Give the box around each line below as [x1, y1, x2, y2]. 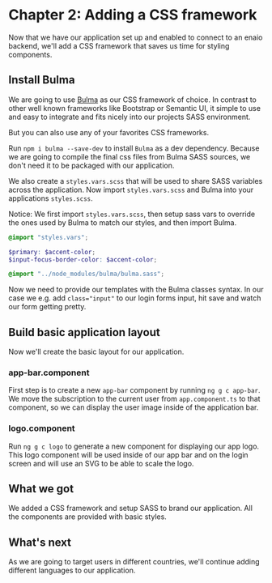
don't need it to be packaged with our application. [8, 160, 175, 170]
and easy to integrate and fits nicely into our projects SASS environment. [8, 112, 251, 121]
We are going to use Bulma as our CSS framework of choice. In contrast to [8, 95, 257, 104]
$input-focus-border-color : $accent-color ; [8, 255, 158, 264]
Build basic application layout [8, 326, 160, 339]
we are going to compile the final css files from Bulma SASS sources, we [8, 151, 251, 161]
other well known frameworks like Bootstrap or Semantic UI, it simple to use [8, 103, 261, 113]
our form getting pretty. [8, 302, 87, 312]
